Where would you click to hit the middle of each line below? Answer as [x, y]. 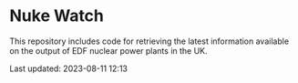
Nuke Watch [57, 16]
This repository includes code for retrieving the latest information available [149, 41]
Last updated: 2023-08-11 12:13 [68, 68]
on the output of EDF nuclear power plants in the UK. [108, 50]
